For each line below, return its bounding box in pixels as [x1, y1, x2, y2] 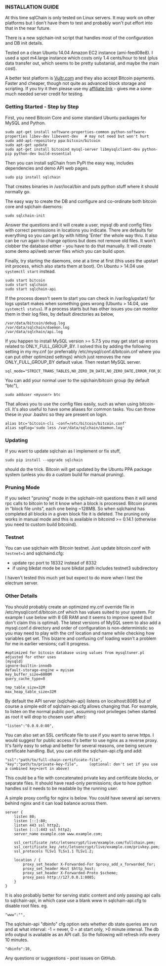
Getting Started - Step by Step [5, 103, 79, 110]
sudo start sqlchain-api [5, 286, 56, 291]
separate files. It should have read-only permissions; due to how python [5, 780, 152, 786]
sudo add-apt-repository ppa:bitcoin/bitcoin [5, 138, 100, 143]
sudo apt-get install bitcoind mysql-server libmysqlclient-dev [5, 147, 140, 152]
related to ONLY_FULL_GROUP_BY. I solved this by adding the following [5, 343, 151, 349]
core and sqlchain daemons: [5, 203, 63, 209]
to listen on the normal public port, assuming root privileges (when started [5, 708, 156, 714]
